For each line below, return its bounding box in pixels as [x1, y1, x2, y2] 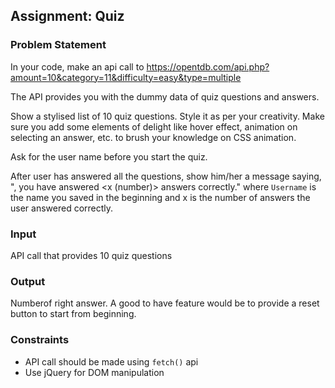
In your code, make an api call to [10, 60, 145, 73]
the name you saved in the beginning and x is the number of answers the [10, 191, 311, 203]
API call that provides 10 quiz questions [10, 249, 173, 261]
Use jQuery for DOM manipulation [24, 366, 165, 378]
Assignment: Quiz [10, 8, 125, 25]
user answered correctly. [10, 202, 114, 214]
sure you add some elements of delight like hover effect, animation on [10, 120, 298, 133]
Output [10, 274, 46, 288]
